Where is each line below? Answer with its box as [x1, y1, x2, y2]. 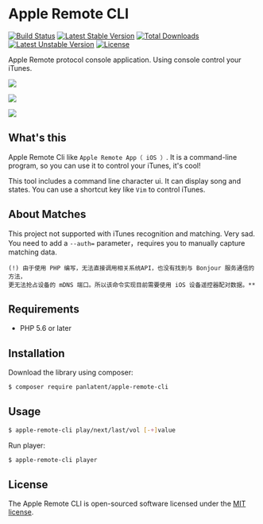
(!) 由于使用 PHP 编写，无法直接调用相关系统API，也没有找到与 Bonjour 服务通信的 [8, 264, 255, 272]
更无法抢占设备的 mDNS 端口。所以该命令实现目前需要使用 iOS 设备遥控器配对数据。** [8, 281, 256, 289]
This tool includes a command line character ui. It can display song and [8, 176, 241, 185]
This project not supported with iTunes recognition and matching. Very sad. [8, 228, 256, 239]
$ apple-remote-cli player [8, 456, 98, 464]
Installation [8, 347, 65, 360]
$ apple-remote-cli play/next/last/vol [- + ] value [8, 426, 176, 434]
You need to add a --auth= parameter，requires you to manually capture [8, 238, 246, 247]
